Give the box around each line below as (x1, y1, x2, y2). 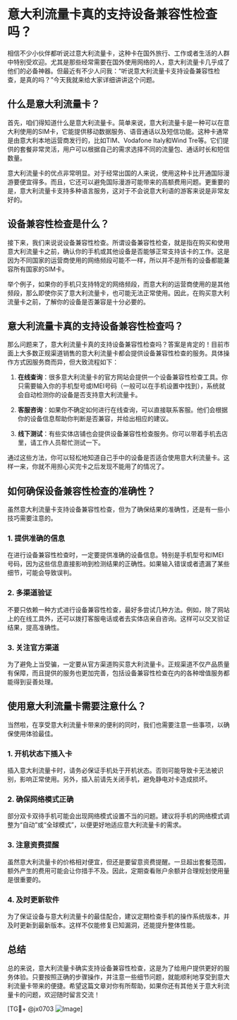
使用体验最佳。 (13, 729, 57, 738)
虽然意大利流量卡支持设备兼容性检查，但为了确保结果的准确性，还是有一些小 (7, 505, 230, 514)
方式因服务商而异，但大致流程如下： (13, 358, 119, 367)
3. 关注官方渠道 (7, 642, 60, 652)
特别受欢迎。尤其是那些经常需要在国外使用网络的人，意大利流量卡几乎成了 (13, 57, 230, 66)
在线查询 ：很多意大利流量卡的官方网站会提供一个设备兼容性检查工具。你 (17, 373, 228, 382)
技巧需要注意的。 (7, 514, 57, 522)
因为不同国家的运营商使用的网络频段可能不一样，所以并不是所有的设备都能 (7, 256, 224, 264)
